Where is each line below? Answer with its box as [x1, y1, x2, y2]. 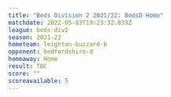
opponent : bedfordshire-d [8, 48, 93, 56]
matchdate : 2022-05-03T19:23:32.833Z [8, 19, 132, 27]
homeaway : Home [8, 56, 58, 63]
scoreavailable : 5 [8, 77, 69, 84]
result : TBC [8, 63, 47, 70]
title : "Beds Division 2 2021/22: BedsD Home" [8, 11, 164, 20]
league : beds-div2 [8, 26, 69, 34]
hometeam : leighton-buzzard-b [8, 41, 108, 48]
